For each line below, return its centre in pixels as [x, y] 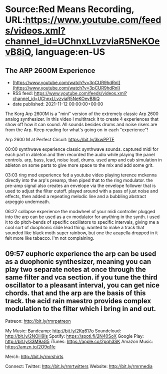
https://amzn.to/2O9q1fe [30, 347]
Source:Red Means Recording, [70, 9]
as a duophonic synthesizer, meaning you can [78, 262]
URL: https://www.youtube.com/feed [83, 20]
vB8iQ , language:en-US [55, 52]
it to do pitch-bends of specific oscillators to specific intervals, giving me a [82, 222]
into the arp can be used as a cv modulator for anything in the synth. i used [82, 217]
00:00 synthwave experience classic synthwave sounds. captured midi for [82, 149]
